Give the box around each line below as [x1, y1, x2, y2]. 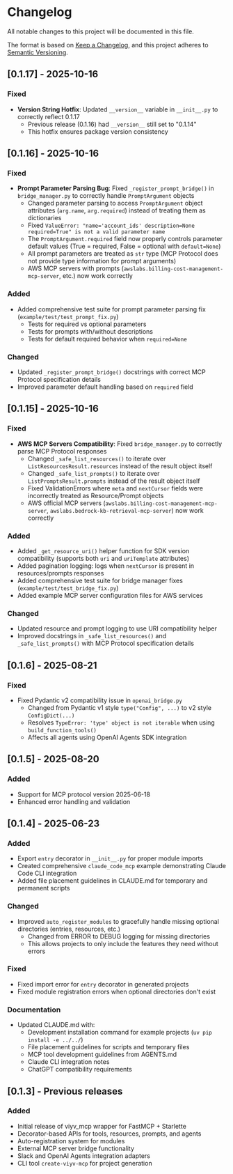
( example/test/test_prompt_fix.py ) [17, 312, 119, 320]
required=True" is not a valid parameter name [27, 229, 166, 235]
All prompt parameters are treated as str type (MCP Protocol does [27, 249, 218, 258]
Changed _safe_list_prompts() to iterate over [27, 469, 160, 477]
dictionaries [27, 214, 62, 222]
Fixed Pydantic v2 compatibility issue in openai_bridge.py [17, 696, 183, 704]
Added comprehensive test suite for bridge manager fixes [17, 576, 183, 585]
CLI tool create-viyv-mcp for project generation [17, 1159, 152, 1167]
